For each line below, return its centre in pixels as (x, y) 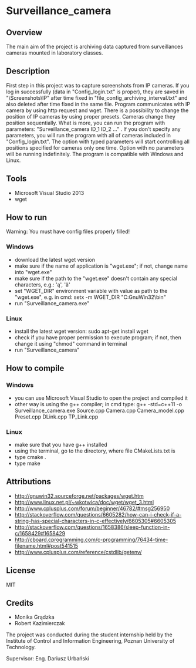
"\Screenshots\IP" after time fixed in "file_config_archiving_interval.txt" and (97, 97)
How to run (27, 217)
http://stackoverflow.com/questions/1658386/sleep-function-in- (92, 527)
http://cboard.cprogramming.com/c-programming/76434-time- (91, 539)
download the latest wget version (55, 259)
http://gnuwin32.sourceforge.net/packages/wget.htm (79, 496)
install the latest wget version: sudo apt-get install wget (81, 331)
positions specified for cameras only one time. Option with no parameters (95, 147)
